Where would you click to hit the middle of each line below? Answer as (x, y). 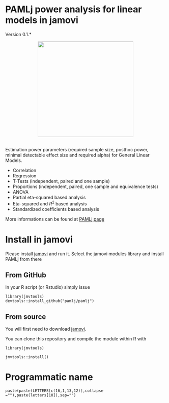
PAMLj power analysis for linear (74, 9)
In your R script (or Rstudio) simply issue (48, 287)
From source (26, 317)
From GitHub (26, 275)
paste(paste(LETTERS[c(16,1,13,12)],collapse (54, 391)
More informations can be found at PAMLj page (55, 219)
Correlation (24, 170)
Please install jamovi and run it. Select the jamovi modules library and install (84, 254)
